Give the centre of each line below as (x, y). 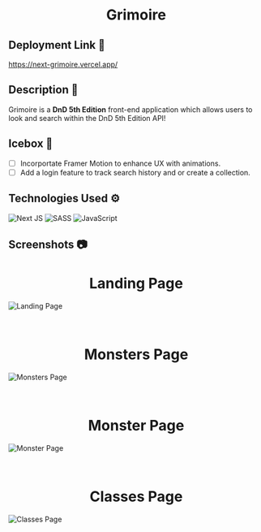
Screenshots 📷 (48, 244)
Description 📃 (43, 90)
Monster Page (136, 426)
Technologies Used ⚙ (64, 199)
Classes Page (136, 496)
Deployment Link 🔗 (57, 45)
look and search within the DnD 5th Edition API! (87, 118)
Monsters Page (136, 355)
